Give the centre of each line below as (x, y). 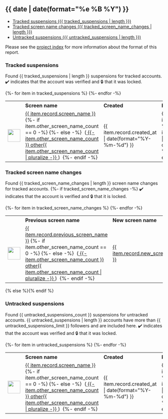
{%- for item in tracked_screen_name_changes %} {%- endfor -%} (74, 208)
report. (12, 52)
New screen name (134, 220)
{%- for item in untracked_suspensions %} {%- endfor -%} (66, 344)
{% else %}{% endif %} (29, 291)
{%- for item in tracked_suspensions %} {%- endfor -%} (63, 93)
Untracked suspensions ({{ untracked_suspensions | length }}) (77, 37)
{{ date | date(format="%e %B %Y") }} (67, 9)
